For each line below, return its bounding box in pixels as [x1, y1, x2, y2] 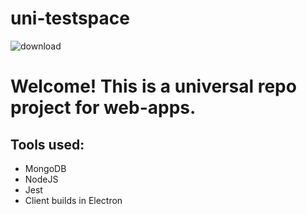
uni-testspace [10, 7, 130, 30]
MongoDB [24, 162, 67, 174]
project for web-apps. [10, 97, 197, 119]
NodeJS [24, 173, 59, 185]
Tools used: [10, 136, 85, 153]
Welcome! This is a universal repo [10, 75, 297, 98]
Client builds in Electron [24, 194, 123, 206]
